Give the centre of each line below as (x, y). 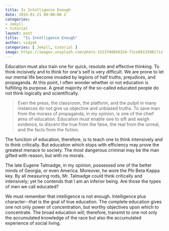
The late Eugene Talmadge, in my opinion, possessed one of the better (78, 165)
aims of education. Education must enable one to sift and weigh (83, 119)
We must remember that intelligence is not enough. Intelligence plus (76, 196)
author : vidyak (21, 43)
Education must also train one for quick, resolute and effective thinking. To (82, 66)
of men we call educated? (32, 186)
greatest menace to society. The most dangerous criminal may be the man (82, 150)
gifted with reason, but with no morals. (45, 155)
